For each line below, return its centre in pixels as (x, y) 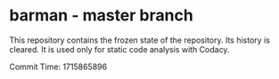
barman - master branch (101, 16)
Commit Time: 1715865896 (58, 67)
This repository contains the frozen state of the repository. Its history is (139, 40)
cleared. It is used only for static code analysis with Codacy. (119, 49)
